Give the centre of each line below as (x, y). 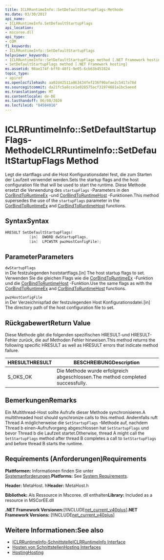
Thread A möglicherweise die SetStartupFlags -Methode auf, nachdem (76, 423)
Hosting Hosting (28, 553)
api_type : (15, 37)
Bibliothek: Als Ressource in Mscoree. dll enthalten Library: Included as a (79, 495)
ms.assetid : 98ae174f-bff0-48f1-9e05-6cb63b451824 (58, 69)
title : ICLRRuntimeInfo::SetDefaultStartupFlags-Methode (64, 10)
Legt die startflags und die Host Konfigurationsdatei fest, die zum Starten (79, 174)
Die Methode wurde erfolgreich (92, 371)
